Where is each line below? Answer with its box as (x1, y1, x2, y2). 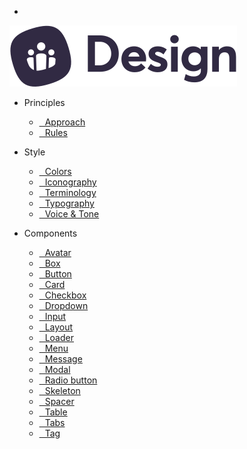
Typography (44, 197, 95, 209)
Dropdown (44, 300, 89, 311)
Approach (44, 116, 86, 128)
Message (44, 353, 83, 365)
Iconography (44, 176, 97, 188)
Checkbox (44, 289, 87, 301)
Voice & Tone (44, 208, 100, 220)
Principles (23, 97, 66, 108)
